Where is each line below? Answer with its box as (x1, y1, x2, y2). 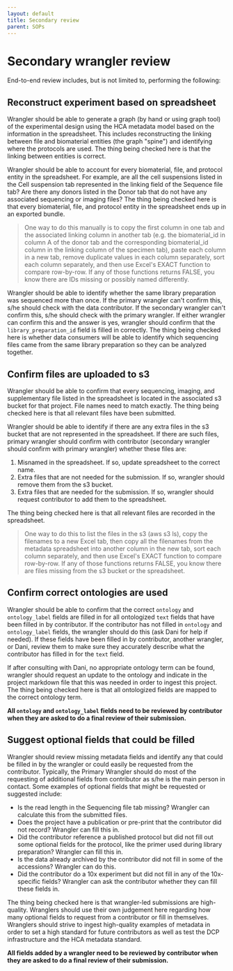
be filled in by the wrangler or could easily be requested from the (7, 760, 193, 768)
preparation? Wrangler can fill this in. (17, 848, 123, 856)
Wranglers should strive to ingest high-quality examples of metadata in (7, 920, 211, 928)
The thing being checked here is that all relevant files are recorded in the (7, 508, 216, 517)
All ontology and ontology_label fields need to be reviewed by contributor (7, 706, 223, 714)
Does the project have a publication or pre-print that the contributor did (17, 818, 222, 826)
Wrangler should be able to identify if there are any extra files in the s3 (7, 422, 209, 431)
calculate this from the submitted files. (17, 810, 127, 819)
